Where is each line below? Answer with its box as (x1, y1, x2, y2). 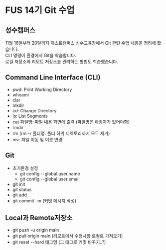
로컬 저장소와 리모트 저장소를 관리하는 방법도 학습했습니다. (5, 59, 119, 65)
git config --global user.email (19, 176, 80, 182)
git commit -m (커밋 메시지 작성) (12, 197, 77, 204)
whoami (12, 91, 29, 97)
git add (12, 192, 27, 198)
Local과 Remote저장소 (5, 214, 73, 222)
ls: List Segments (12, 113, 48, 119)
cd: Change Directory (12, 107, 57, 113)
